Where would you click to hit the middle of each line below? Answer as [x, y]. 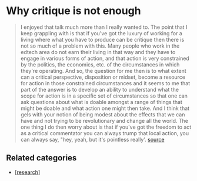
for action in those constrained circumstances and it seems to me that [105, 83]
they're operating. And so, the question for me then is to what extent [103, 71]
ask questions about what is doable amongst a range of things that [101, 102]
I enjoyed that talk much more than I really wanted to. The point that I [104, 27]
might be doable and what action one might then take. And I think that [105, 108]
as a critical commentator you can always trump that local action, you [105, 133]
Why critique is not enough [74, 11]
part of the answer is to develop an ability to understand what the [100, 89]
